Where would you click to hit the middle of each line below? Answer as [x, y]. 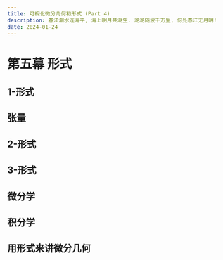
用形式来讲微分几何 [49, 248]
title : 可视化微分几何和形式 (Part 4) [59, 14]
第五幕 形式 [40, 64]
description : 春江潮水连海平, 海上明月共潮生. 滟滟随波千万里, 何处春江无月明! [112, 20]
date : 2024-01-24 [33, 27]
